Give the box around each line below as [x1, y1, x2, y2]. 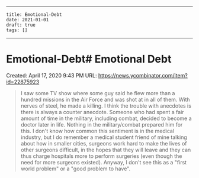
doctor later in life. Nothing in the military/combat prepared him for [20, 121, 183, 128]
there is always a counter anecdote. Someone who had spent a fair [20, 108, 185, 115]
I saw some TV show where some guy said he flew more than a [20, 89, 175, 96]
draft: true [6, 22, 36, 28]
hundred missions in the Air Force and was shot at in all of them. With [20, 96, 191, 103]
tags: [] [6, 27, 28, 33]
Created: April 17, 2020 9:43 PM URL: [6, 72, 97, 79]
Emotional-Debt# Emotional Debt [6, 53, 172, 66]
